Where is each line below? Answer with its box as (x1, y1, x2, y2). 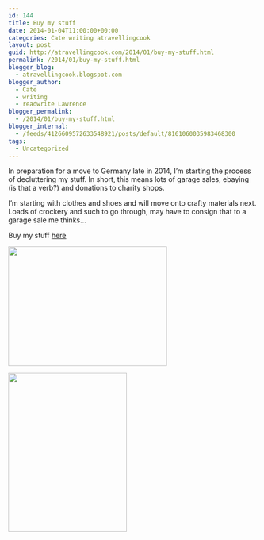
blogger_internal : (8, 122, 69, 130)
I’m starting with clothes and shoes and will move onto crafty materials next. (8, 199, 257, 208)
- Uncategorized (15, 145, 69, 152)
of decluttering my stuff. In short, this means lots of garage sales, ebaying (8, 175, 250, 184)
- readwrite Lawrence (15, 100, 87, 108)
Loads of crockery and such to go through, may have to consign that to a (8, 207, 247, 217)
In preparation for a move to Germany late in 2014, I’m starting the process (8, 166, 251, 175)
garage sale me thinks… (8, 215, 87, 225)
